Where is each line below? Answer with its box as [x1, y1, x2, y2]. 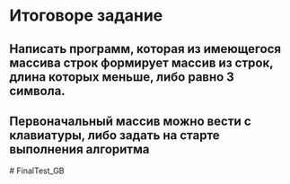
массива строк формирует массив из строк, [9, 55, 274, 70]
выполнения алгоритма [9, 141, 150, 157]
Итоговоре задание [9, 5, 163, 26]
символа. [9, 83, 66, 99]
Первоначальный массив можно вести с [9, 113, 251, 128]
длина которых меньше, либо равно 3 [9, 69, 235, 84]
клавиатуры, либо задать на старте [9, 127, 220, 143]
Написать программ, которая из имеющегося [9, 41, 281, 57]
